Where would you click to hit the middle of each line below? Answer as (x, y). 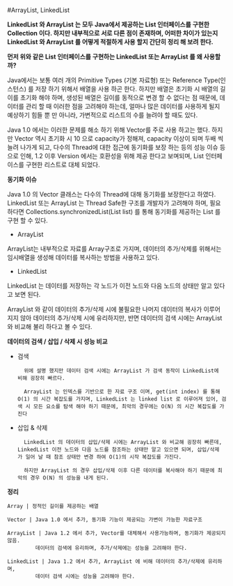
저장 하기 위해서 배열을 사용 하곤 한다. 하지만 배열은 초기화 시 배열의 (127, 89)
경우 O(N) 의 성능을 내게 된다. (70, 478)
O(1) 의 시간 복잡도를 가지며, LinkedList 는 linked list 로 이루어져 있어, (118, 399)
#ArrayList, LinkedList (39, 10)
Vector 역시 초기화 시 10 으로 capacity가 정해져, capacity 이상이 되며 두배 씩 (119, 138)
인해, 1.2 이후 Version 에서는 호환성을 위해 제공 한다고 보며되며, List (112, 156)
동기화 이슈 (22, 179)
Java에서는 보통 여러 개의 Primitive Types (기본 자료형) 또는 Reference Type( (114, 80)
